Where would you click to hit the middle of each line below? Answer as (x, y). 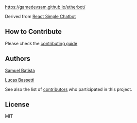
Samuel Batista (20, 70)
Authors (18, 59)
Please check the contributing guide (41, 43)
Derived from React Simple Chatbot (41, 16)
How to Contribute (34, 32)
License (17, 105)
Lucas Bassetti (20, 80)
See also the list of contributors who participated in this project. (69, 89)
